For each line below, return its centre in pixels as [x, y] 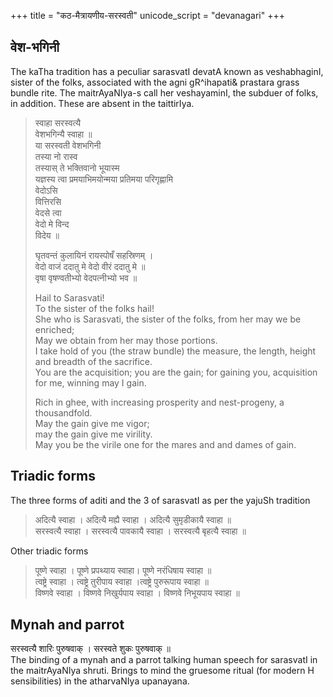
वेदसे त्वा [48, 212]
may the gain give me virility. [93, 434]
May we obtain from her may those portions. [126, 340]
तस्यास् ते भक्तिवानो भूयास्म [77, 167]
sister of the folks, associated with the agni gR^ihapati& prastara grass [155, 82]
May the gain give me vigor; [92, 423]
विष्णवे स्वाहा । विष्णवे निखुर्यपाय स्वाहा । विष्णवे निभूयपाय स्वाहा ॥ [137, 592]
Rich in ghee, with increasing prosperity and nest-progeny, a [159, 402]
